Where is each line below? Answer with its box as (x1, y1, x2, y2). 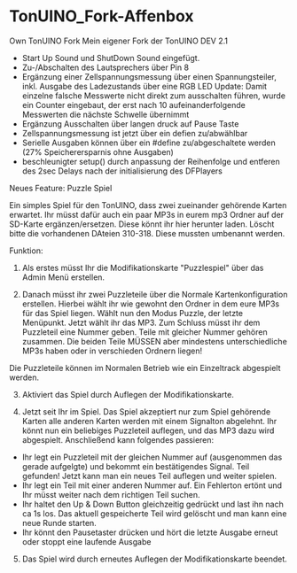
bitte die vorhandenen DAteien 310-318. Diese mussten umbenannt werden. (9, 228, 285, 238)
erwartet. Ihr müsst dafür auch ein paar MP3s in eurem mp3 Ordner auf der (9, 209, 285, 220)
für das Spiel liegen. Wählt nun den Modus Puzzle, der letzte (21, 307, 244, 318)
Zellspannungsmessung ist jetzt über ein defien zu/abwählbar (21, 128, 248, 138)
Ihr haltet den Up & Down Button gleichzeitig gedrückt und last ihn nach (21, 499, 284, 509)
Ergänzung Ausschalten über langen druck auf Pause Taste (21, 118, 239, 129)
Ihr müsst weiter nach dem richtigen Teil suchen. (21, 489, 200, 499)
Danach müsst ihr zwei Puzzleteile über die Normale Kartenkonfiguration (21, 289, 288, 299)
